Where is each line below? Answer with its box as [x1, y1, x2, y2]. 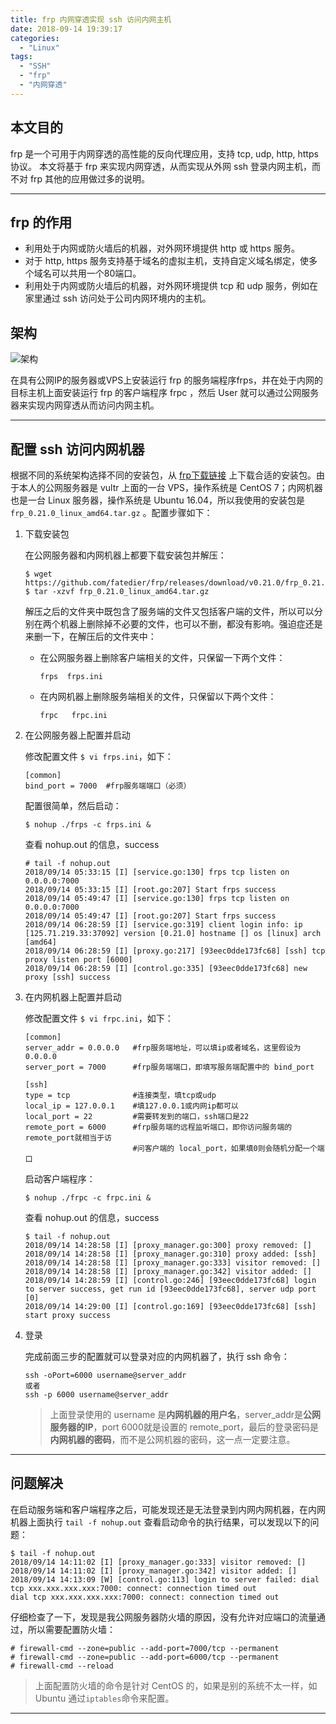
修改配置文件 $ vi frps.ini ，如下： [24, 751, 174, 762]
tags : [10, 52, 33, 62]
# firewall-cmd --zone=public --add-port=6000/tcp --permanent [10, 1652, 280, 1662]
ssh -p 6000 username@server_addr [24, 1390, 169, 1400]
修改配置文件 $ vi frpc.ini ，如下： [24, 1012, 174, 1024]
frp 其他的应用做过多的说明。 [29, 172, 151, 185]
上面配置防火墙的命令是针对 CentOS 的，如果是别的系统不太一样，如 [34, 1679, 318, 1691]
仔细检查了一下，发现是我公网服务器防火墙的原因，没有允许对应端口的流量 [10, 1611, 317, 1623]
